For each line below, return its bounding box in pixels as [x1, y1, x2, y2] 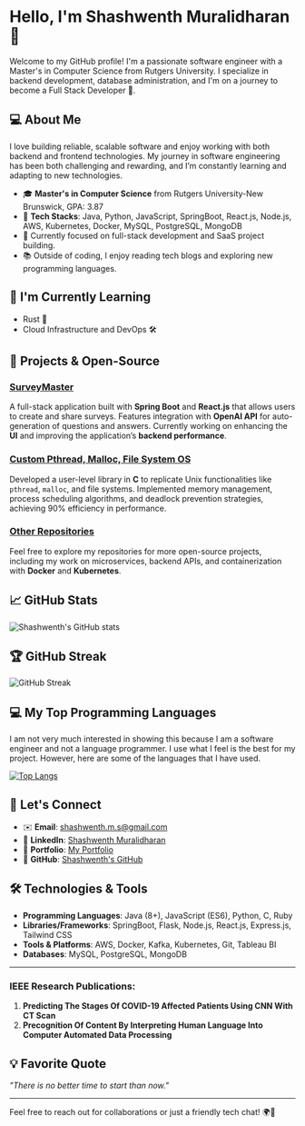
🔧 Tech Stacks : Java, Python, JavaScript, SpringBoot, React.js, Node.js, [22, 211, 292, 222]
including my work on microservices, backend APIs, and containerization [9, 555, 282, 566]
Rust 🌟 [22, 314, 48, 324]
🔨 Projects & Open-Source [9, 353, 161, 369]
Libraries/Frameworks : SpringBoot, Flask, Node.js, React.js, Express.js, [22, 920, 292, 931]
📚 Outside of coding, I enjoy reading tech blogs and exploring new [22, 250, 274, 261]
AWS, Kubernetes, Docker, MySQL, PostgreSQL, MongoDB [22, 220, 242, 231]
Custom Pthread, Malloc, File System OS [9, 453, 192, 465]
